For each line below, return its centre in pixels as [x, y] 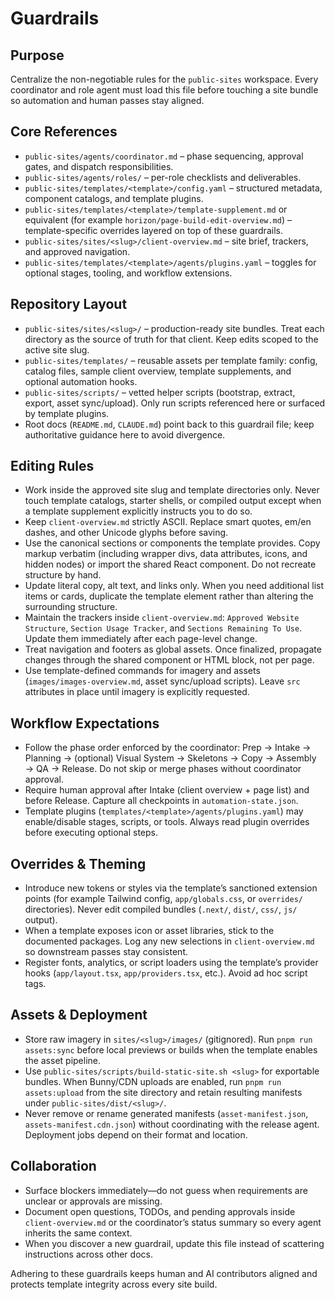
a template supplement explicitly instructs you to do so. [138, 511]
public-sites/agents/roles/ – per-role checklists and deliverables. [163, 177]
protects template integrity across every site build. [114, 1284]
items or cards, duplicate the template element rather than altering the [169, 596]
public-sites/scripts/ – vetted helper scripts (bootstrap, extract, [160, 392]
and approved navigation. [77, 251]
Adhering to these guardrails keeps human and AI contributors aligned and [164, 1273]
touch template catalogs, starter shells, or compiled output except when [173, 501]
